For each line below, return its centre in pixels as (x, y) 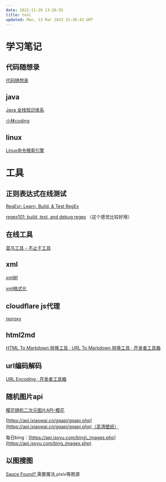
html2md (20, 335)
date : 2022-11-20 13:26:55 (35, 10)
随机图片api (24, 397)
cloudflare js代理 (33, 306)
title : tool (18, 15)
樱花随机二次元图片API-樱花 (35, 410)
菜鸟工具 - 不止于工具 (28, 248)
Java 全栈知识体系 (25, 110)
